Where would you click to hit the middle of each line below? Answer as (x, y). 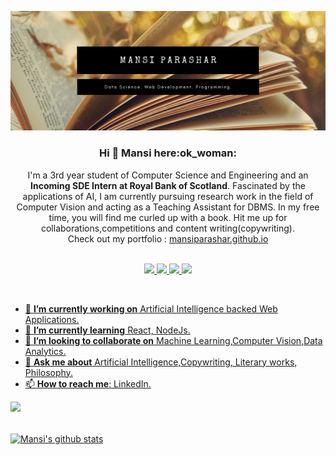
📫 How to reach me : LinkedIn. (88, 383)
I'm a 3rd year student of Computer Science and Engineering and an (168, 175)
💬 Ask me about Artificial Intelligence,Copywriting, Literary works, (161, 362)
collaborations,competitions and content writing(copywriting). (168, 228)
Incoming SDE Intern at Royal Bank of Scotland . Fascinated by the (168, 185)
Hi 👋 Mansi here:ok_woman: (168, 153)
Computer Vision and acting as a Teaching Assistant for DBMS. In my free (168, 207)
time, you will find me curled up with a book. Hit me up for (168, 217)
